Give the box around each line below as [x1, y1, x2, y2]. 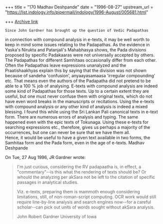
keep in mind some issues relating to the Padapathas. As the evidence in [5, 42, 150, 48]
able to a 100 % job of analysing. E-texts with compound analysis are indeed [5, 83, 158, 89]
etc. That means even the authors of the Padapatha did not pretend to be [5, 78, 151, 84]
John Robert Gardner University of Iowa [16, 214, 97, 219]
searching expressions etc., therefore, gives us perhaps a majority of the [5, 124, 150, 130]
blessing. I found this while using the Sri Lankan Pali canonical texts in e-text [5, 109, 158, 115]
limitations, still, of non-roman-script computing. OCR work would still [16, 194, 157, 200]
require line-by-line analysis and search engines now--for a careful [16, 199, 151, 205]
